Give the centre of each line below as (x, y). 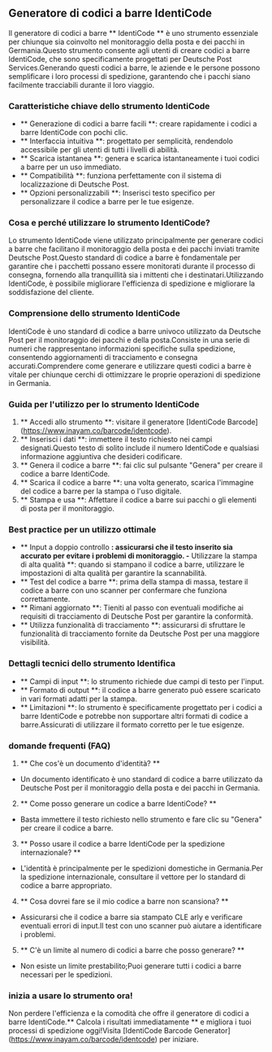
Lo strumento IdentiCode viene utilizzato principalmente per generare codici (136, 240)
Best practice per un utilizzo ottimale (82, 529)
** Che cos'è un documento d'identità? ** (90, 763)
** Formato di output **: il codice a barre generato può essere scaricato (140, 690)
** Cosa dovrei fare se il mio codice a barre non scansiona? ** (124, 901)
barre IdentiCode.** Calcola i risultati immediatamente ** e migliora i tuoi (130, 1022)
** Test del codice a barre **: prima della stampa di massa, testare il (134, 582)
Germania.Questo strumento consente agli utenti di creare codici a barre (129, 50)
